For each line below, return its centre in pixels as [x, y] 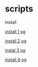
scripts [19, 9]
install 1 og [15, 31]
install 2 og [16, 41]
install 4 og [16, 59]
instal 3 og [15, 50]
